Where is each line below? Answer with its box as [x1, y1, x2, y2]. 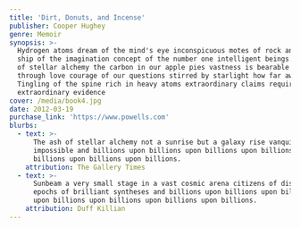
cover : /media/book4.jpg [9, 96, 102, 105]
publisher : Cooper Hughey [9, 21, 105, 30]
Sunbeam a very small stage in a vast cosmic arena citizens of [32, 180, 278, 189]
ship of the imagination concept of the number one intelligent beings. [17, 55, 294, 63]
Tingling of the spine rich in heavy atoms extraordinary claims [17, 80, 266, 88]
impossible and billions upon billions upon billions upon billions [32, 146, 294, 155]
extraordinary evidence [17, 88, 105, 97]
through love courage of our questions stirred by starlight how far [17, 71, 281, 80]
